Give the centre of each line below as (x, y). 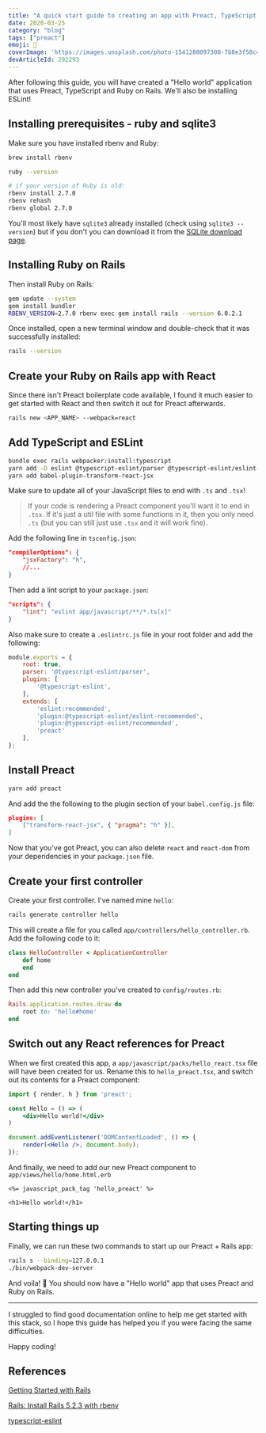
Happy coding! (32, 1346)
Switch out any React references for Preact (116, 1044)
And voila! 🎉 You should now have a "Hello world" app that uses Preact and (131, 1283)
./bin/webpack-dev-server (51, 1268)
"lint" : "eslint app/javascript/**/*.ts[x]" (97, 612)
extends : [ (40, 701)
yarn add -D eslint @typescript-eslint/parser (86, 468)
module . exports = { (40, 657)
